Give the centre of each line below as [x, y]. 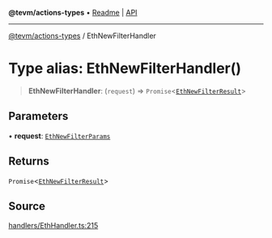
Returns [29, 161]
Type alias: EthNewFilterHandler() [125, 68]
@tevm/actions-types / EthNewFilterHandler [82, 36]
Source [27, 206]
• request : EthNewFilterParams [59, 136]
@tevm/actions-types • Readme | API [73, 13]
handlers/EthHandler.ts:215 [53, 226]
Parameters [38, 116]
